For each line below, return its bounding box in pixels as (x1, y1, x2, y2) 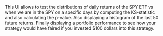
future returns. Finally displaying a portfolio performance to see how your (5, 20, 156, 26)
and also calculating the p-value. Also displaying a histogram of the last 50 (5, 15, 159, 20)
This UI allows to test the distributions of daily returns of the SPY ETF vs (5, 4, 154, 10)
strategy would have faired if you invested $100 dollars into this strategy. (5, 25, 155, 31)
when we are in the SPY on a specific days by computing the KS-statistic (5, 9, 155, 15)
